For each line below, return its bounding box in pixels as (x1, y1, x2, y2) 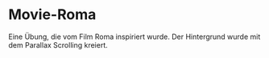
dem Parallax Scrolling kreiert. (8, 40, 109, 49)
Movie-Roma (8, 6, 97, 24)
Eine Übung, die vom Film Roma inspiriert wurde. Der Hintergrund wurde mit (8, 32, 261, 41)
